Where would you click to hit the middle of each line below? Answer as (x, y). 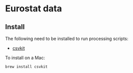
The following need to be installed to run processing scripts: (67, 38)
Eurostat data (34, 9)
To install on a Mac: (25, 58)
